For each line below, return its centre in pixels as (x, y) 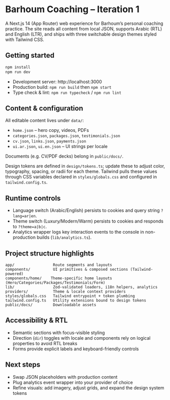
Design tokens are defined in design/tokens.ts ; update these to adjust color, (85, 166)
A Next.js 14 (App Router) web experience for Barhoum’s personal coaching (84, 23)
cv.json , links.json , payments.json (49, 141)
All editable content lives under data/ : (45, 121)
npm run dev (18, 72)
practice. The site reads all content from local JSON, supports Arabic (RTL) (84, 28)
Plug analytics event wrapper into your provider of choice (73, 382)
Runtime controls (33, 198)
